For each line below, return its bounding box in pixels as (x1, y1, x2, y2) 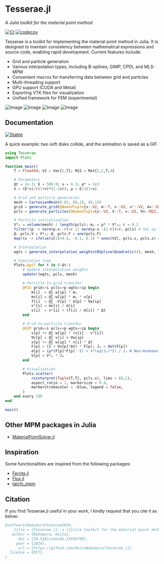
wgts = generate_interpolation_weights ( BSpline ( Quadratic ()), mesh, (14, 249, 156, 254)
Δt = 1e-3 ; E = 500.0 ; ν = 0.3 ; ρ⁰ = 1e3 (14, 182, 99, 187)
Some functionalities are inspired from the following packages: (5, 461, 131, 467)
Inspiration (5, 448, 39, 456)
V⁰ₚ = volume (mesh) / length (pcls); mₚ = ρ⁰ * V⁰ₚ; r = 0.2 (14, 222, 139, 227)
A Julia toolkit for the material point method (5, 20, 93, 25)
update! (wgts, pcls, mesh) (22, 272, 78, 277)
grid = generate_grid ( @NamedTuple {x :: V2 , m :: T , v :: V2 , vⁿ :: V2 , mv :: (14, 204, 156, 209)
